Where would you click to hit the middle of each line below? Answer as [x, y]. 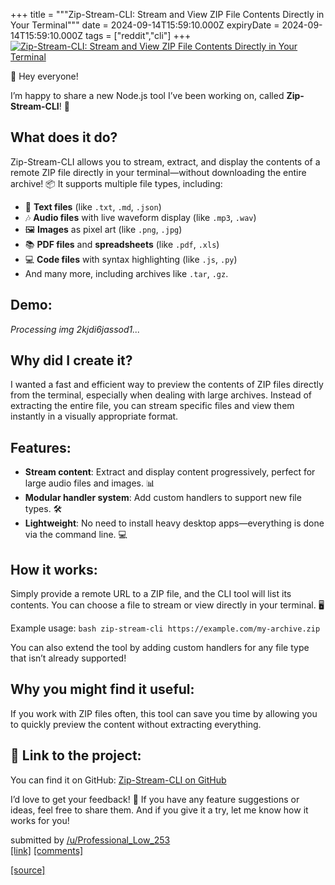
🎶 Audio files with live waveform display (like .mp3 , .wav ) [140, 217]
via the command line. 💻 [76, 535]
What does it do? [64, 137]
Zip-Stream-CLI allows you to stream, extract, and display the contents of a [165, 161]
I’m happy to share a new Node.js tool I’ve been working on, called [147, 95]
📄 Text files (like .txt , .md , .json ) [93, 206]
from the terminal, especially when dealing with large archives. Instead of [161, 395]
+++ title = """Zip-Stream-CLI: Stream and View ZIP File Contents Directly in [167, 14]
